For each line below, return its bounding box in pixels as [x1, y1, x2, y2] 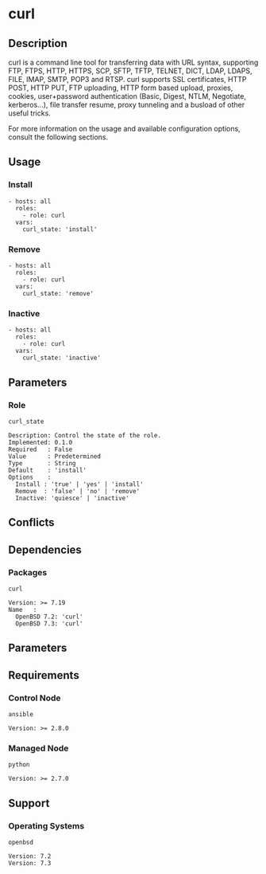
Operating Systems [8, 820, 85, 831]
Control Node [8, 692, 61, 704]
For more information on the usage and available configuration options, [8, 124, 241, 133]
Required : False [8, 445, 73, 453]
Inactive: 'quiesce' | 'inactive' [15, 494, 129, 502]
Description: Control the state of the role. [8, 431, 161, 439]
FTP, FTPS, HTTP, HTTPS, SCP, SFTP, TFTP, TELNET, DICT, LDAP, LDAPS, [8, 66, 253, 76]
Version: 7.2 [8, 852, 52, 860]
